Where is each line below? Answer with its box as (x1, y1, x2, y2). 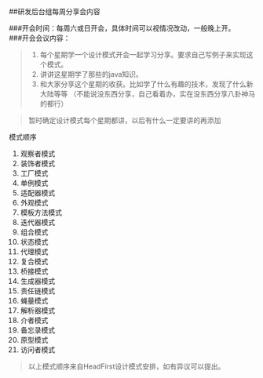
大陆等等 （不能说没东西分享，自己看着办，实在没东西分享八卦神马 (39, 89, 256, 98)
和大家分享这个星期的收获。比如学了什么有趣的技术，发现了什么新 (39, 79, 254, 89)
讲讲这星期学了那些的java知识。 (39, 70, 144, 78)
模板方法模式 (20, 208, 62, 217)
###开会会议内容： (9, 34, 71, 42)
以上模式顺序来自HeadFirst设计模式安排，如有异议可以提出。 (27, 362, 225, 371)
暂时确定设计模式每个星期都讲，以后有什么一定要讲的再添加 (27, 116, 221, 125)
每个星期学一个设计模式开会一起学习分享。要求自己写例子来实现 (39, 50, 247, 59)
